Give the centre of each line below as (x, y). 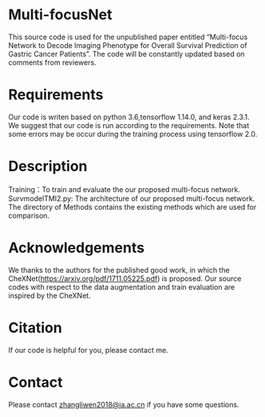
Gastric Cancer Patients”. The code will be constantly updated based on (127, 54)
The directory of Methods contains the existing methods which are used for (132, 206)
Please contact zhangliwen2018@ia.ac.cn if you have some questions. (124, 404)
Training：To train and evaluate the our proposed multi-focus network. (125, 189)
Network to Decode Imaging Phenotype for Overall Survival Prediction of (128, 45)
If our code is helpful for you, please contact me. (89, 350)
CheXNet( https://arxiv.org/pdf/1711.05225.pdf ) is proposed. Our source (125, 279)
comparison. (29, 215)
